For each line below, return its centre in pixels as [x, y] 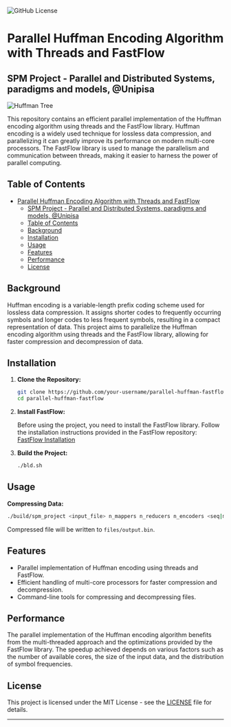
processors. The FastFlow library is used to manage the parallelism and [108, 148]
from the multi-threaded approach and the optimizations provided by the [110, 642]
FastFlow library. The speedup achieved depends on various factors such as [115, 649]
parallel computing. [34, 163]
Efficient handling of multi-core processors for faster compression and [117, 582]
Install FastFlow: [41, 412]
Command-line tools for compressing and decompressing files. [107, 597]
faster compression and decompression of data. [75, 341]
